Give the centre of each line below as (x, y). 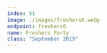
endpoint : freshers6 (37, 26)
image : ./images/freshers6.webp (53, 20)
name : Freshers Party (38, 33)
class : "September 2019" (43, 39)
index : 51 (21, 13)
